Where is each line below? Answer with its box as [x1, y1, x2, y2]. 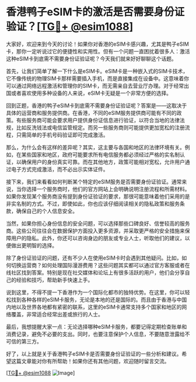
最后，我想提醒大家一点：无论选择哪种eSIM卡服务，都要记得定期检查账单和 [6, 323, 187, 330]
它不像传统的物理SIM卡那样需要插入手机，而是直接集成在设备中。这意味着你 [6, 74, 190, 82]
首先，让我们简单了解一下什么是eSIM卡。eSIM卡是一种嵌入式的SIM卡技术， [6, 67, 188, 74]
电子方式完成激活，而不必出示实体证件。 [10, 165, 108, 173]
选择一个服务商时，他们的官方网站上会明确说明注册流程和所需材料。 [26, 185, 190, 192]
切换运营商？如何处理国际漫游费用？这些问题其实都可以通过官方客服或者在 [10, 261, 190, 268]
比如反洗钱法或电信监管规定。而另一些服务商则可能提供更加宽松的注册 [16, 124, 185, 131]
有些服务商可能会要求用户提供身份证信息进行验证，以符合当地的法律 [16, 117, 180, 124]
